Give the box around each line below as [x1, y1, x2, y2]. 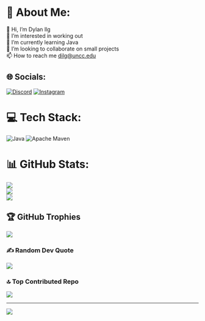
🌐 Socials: [6, 72, 46, 82]
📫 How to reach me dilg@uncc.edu [6, 52, 96, 59]
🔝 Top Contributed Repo [6, 277, 79, 286]
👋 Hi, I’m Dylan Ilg [6, 26, 51, 33]
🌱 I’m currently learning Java [6, 38, 79, 46]
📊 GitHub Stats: [6, 157, 90, 171]
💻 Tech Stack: [6, 110, 82, 124]
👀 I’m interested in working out [6, 32, 84, 39]
